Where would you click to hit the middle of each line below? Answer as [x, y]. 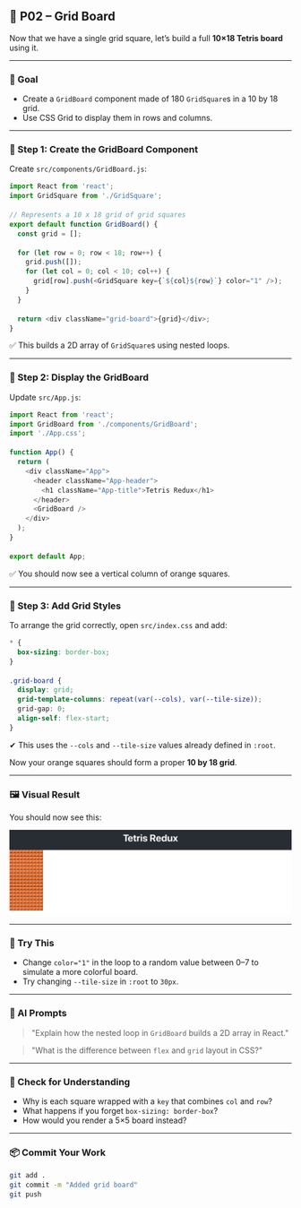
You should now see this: [56, 817]
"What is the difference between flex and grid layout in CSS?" [146, 1050]
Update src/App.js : [45, 397]
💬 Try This [32, 944]
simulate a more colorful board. [80, 972]
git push [26, 1195]
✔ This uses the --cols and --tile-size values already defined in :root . [142, 745]
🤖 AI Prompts [38, 1014]
